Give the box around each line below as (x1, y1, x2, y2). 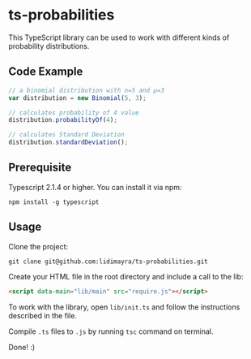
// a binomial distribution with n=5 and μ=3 (8, 86, 164, 94)
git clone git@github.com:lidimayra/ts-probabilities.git (8, 257, 208, 266)
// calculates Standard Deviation (8, 131, 125, 139)
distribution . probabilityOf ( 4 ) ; (8, 116, 117, 124)
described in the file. (8, 310, 77, 320)
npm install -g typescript (8, 197, 100, 206)
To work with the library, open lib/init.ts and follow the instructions (8, 302, 240, 312)
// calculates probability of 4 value (8, 108, 139, 117)
